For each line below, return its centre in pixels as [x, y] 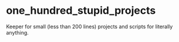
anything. [18, 32]
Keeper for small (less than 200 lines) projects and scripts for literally [89, 26]
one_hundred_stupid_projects [81, 11]
